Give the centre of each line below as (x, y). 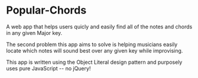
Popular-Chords (46, 10)
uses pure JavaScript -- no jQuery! (48, 68)
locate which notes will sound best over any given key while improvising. (95, 50)
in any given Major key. (34, 32)
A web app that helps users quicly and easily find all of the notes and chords (99, 27)
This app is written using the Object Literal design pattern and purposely (94, 62)
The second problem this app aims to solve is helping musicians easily (92, 44)
